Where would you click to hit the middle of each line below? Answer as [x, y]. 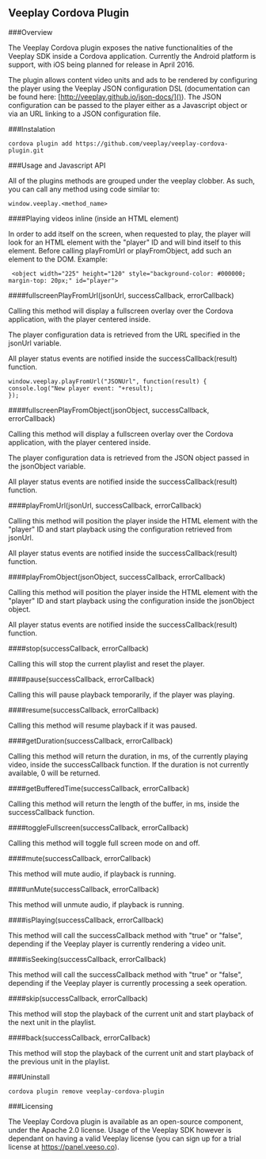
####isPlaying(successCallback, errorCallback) [86, 920]
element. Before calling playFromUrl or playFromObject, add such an [120, 250]
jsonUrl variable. [35, 343]
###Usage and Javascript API [57, 165]
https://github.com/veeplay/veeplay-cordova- [152, 143]
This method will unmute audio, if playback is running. [96, 904]
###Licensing [30, 1106]
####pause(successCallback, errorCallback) [82, 679]
